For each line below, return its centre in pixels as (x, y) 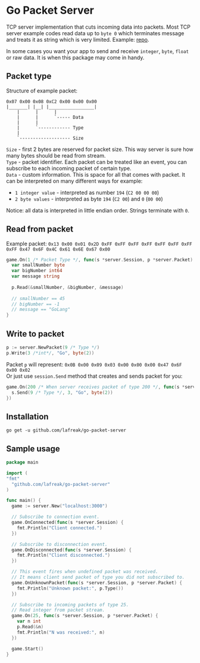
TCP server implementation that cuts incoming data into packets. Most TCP (99, 27)
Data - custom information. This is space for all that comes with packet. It (96, 174)
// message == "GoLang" (41, 310)
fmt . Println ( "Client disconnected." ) (64, 556)
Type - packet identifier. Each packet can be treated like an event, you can (97, 162)
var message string (36, 276)
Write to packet (35, 334)
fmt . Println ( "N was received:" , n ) (61, 632)
